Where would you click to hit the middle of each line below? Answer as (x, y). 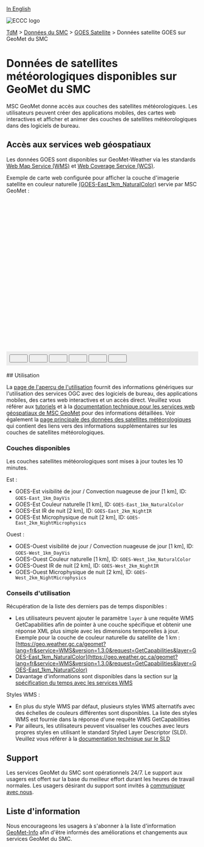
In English (19, 9)
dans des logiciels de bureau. (43, 125)
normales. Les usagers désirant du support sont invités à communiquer (96, 785)
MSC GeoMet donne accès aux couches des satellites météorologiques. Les (102, 106)
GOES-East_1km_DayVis (42, 499)
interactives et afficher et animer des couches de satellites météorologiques (101, 119)
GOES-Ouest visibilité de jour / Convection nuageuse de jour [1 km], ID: (104, 546)
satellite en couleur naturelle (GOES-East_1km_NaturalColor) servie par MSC (102, 184)
